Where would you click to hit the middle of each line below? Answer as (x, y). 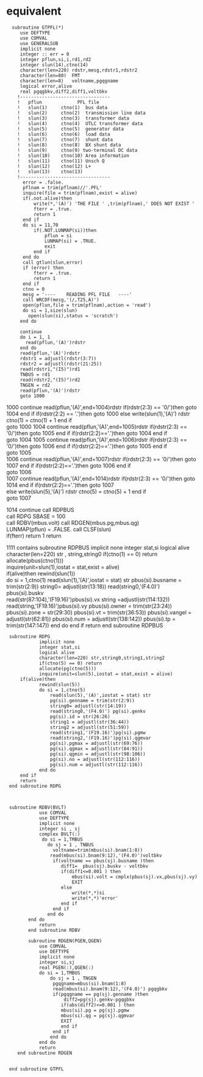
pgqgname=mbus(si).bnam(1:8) (90, 984)
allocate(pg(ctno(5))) (68, 668)
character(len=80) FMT (50, 75)
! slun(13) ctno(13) (50, 171)
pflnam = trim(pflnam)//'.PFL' (62, 187)
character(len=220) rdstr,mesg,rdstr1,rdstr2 (79, 70)
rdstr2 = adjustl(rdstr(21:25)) (61, 364)
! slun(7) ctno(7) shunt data (65, 139)
